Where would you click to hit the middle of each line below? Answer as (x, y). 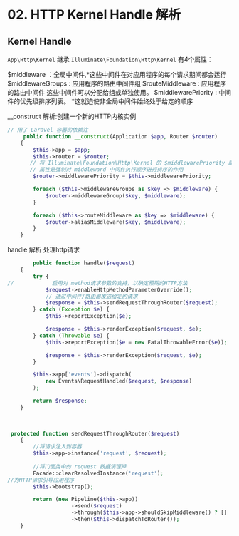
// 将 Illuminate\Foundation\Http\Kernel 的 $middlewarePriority (127, 163)
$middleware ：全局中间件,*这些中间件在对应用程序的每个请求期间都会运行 (117, 74)
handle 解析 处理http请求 (44, 249)
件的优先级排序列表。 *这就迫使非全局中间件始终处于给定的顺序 (100, 101)
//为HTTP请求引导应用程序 (41, 480)
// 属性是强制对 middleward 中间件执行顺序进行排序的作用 (106, 170)
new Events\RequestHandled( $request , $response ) (119, 381)
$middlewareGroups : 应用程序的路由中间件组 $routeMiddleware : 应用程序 (117, 83)
